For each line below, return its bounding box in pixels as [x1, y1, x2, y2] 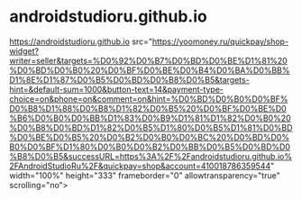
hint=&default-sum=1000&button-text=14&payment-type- [9, 84, 224, 95]
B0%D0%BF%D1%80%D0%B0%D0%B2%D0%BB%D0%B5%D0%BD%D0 [9, 141, 291, 152]
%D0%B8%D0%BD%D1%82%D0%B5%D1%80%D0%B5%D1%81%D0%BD [9, 122, 293, 132]
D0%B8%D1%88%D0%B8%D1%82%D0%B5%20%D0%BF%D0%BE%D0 [9, 103, 287, 113]
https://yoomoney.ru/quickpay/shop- [151, 36, 289, 47]
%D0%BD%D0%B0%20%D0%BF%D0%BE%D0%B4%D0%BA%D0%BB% [9, 65, 290, 76]
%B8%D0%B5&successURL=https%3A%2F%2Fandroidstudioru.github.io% [9, 150, 293, 161]
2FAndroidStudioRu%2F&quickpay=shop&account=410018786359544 [9, 160, 271, 171]
